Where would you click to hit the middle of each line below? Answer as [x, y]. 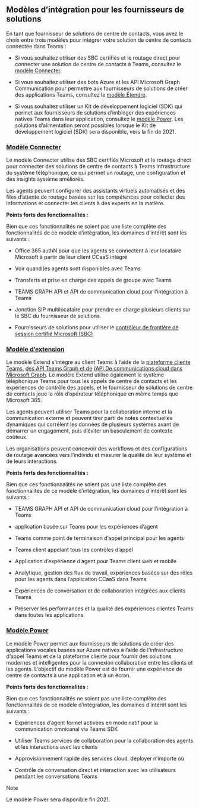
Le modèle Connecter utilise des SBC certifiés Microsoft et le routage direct [99, 160]
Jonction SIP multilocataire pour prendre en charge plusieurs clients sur [102, 310]
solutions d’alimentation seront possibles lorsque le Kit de [85, 125]
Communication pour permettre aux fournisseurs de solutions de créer [101, 88]
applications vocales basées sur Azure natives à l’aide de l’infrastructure [95, 650]
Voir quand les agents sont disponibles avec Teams [78, 268]
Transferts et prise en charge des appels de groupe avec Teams [93, 280]
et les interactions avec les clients [56, 747]
